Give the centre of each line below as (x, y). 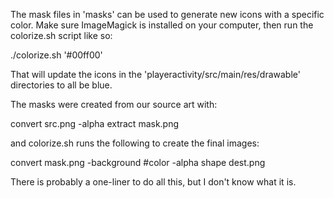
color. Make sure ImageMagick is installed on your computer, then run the (162, 25)
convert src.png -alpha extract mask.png (95, 123)
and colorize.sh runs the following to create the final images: (135, 143)
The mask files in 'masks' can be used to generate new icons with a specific (167, 14)
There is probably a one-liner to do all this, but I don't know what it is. (153, 182)
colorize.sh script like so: (61, 35)
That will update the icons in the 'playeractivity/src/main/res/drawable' (155, 74)
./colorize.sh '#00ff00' (56, 55)
